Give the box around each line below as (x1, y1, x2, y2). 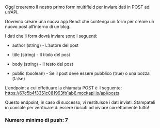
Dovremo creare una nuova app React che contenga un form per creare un (5, 19, 154, 24)
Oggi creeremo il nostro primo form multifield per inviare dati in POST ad (5, 4, 150, 10)
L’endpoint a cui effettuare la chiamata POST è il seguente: (5, 85, 122, 91)
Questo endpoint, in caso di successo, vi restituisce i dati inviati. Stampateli (5, 100, 156, 105)
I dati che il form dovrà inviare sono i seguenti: (5, 33, 97, 39)
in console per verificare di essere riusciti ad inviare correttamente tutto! (5, 105, 149, 110)
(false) (12, 76, 25, 81)
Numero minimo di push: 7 (5, 116, 68, 123)
